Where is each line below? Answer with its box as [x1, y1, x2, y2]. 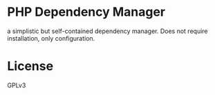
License [7, 59, 54, 74]
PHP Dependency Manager [7, 4, 166, 20]
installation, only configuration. [7, 34, 95, 42]
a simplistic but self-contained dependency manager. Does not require [7, 27, 208, 35]
